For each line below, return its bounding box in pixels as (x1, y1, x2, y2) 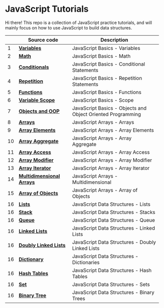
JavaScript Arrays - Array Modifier (72, 157, 152, 164)
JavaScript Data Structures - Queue (72, 216, 155, 223)
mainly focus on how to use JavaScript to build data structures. (5, 24, 132, 30)
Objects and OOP (19, 108, 60, 115)
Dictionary (19, 256, 44, 262)
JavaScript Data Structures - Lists (72, 201, 150, 208)
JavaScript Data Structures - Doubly (72, 238, 156, 245)
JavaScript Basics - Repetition (72, 74, 143, 81)
